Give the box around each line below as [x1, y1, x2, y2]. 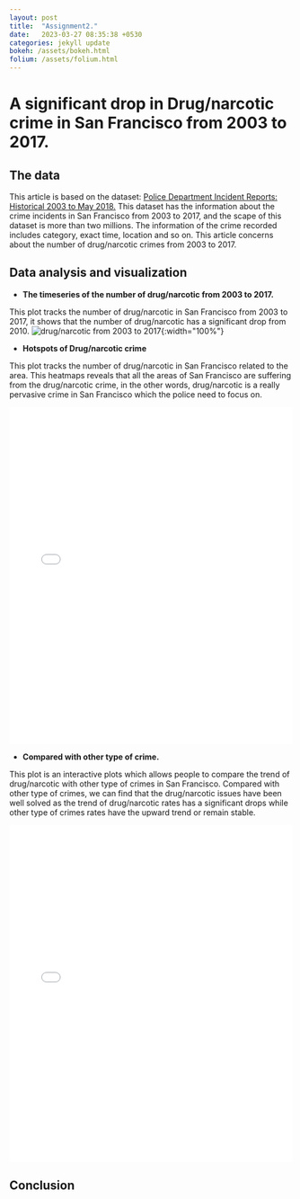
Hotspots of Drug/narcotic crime [22, 342, 146, 353]
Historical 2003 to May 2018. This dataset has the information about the [9, 201, 276, 211]
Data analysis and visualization [9, 265, 188, 280]
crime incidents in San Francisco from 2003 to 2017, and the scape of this [9, 210, 282, 221]
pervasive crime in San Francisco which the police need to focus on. [9, 388, 263, 400]
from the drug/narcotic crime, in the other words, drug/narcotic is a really [9, 379, 280, 390]
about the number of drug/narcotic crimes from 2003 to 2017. [9, 239, 237, 250]
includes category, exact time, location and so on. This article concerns [9, 230, 274, 240]
